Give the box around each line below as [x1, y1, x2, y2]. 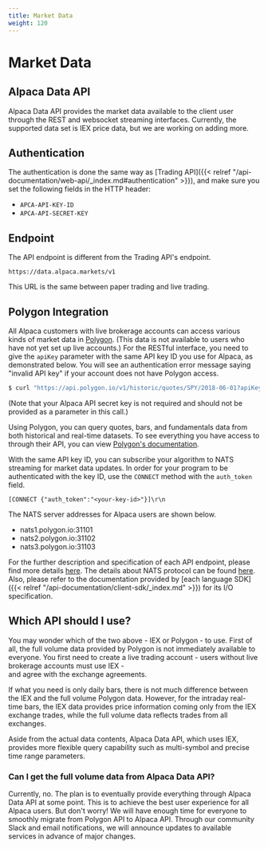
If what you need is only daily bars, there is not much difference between [8, 685, 249, 694]
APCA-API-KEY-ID [19, 201, 74, 210]
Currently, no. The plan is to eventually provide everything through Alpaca [8, 788, 251, 798]
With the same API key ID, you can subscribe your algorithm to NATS [8, 454, 235, 464]
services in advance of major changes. [8, 831, 136, 841]
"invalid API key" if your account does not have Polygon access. [8, 368, 219, 378]
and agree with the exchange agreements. [8, 669, 148, 678]
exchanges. [8, 718, 46, 728]
